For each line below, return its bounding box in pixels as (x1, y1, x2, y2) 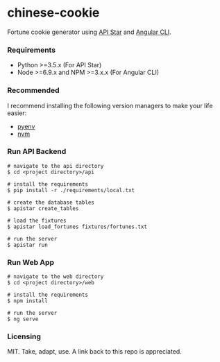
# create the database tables (7, 199, 95, 206)
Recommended (7, 85, 60, 95)
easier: (7, 109, 27, 117)
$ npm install (7, 298, 49, 304)
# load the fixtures (7, 217, 67, 224)
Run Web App (7, 257, 54, 267)
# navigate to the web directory (7, 273, 104, 280)
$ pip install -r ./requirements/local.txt (7, 187, 135, 193)
